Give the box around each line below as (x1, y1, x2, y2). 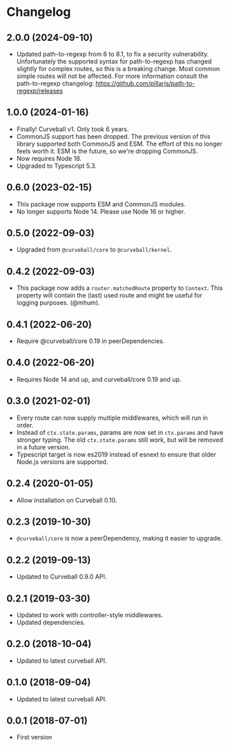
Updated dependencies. (16, 618, 86, 626)
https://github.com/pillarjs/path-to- (95, 79, 195, 87)
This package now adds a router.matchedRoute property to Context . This (16, 284, 223, 292)
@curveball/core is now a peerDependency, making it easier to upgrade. (16, 534, 222, 543)
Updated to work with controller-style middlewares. (16, 610, 163, 619)
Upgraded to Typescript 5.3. (16, 162, 97, 170)
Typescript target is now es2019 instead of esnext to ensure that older (16, 450, 217, 458)
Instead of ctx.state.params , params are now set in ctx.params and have (16, 428, 224, 436)
